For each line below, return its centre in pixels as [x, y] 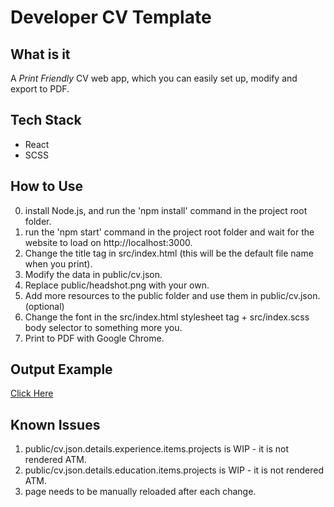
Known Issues [55, 424]
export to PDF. [40, 89]
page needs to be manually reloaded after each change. [140, 492]
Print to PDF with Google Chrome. [94, 338]
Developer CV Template [111, 17]
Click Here [32, 393]
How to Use [47, 186]
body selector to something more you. [103, 327]
